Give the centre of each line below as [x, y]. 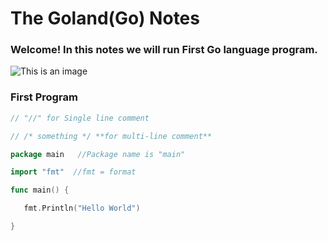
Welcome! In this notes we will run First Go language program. [164, 50]
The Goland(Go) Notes [105, 18]
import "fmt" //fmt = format [73, 172]
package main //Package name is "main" [98, 154]
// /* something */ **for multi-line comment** [111, 136]
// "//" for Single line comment [80, 118]
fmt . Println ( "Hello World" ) [82, 208]
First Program [44, 97]
